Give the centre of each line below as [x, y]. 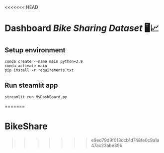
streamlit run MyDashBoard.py [36, 97]
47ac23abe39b [107, 145]
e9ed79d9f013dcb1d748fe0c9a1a [125, 140]
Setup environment [35, 50]
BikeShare [26, 126]
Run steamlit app [31, 85]
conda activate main [26, 66]
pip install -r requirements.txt [39, 70]
